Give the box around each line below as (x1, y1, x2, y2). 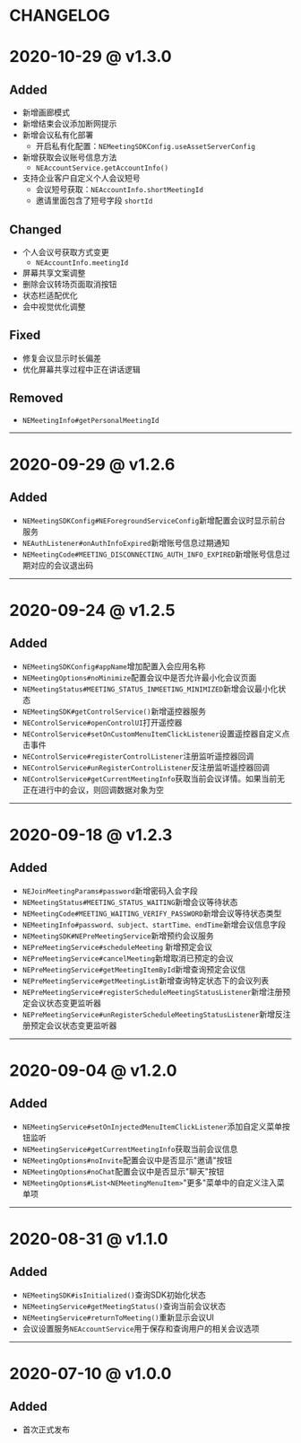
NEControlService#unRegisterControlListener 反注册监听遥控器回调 (21, 761, 271, 772)
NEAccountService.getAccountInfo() (35, 163, 168, 173)
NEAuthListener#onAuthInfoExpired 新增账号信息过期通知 (21, 537, 230, 548)
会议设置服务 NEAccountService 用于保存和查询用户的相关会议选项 (21, 1323, 260, 1333)
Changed (9, 222, 62, 237)
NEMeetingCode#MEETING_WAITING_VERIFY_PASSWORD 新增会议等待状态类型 (21, 908, 282, 919)
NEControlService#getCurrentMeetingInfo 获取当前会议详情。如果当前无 (21, 773, 285, 784)
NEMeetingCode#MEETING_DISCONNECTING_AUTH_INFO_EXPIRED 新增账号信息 (21, 549, 283, 559)
